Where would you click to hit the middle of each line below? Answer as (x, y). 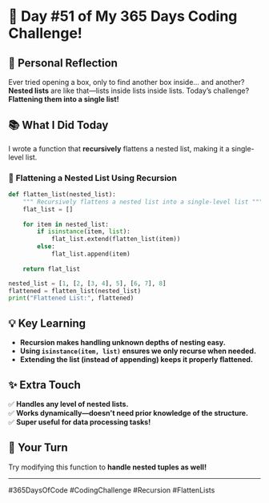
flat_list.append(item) (90, 254)
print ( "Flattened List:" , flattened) (71, 298)
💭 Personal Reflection (63, 63)
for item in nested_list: (66, 224)
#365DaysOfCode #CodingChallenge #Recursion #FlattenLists (112, 490)
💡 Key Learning (47, 323)
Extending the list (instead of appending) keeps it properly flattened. (137, 360)
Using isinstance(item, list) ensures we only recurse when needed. (138, 351)
